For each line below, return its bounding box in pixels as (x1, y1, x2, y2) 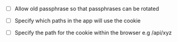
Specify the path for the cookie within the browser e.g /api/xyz (14, 29, 172, 37)
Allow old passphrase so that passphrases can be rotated (14, 5, 160, 12)
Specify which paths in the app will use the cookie (14, 17, 141, 25)
